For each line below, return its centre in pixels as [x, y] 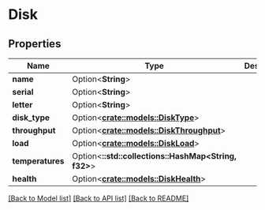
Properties [35, 44]
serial [23, 92]
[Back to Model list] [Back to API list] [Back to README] [99, 198]
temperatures [38, 161]
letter [22, 105]
